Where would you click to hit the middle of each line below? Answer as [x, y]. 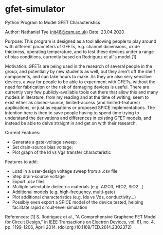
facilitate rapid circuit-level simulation [50, 207]
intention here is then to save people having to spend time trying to [72, 112]
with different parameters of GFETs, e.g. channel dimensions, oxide [72, 46]
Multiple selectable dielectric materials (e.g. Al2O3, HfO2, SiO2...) [78, 186]
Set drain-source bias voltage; [42, 147]
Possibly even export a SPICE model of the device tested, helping [78, 202]
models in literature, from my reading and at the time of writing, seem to [77, 97]
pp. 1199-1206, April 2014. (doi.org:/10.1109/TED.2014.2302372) [69, 227]
